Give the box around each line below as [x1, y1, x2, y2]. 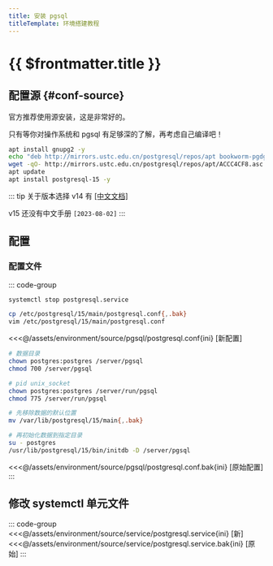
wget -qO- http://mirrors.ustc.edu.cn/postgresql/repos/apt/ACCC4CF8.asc [8, 160, 264, 169]
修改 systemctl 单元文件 [8, 497, 130, 511]
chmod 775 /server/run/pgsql [8, 395, 107, 403]
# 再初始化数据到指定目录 [8, 431, 83, 439]
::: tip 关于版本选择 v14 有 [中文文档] [8, 191, 128, 201]
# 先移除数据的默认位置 [8, 409, 77, 417]
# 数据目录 [8, 350, 41, 358]
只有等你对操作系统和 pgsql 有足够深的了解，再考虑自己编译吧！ [8, 129, 223, 139]
